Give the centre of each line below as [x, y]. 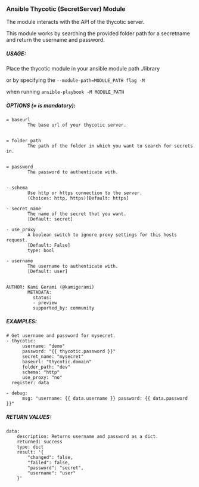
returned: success [40, 442]
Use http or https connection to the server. [85, 193]
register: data [30, 383]
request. [17, 240]
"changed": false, [50, 458]
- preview [45, 303]
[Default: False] [49, 246]
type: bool [41, 251]
